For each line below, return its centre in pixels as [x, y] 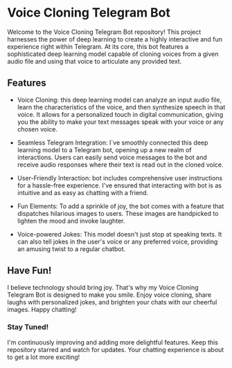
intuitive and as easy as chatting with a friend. [83, 192]
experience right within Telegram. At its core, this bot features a [98, 46]
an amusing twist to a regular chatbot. [71, 249]
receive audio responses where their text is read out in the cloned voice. [120, 165]
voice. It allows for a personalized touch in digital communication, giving [120, 114]
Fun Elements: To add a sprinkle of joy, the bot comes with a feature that [121, 206]
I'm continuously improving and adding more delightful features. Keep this [113, 342]
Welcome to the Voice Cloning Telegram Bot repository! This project [104, 32]
